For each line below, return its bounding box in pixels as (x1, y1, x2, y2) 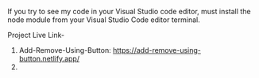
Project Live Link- (7, 31, 65, 39)
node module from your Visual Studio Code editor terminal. (7, 15, 200, 24)
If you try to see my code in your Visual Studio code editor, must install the (7, 7, 251, 16)
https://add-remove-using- (113, 46, 202, 54)
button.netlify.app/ (18, 54, 80, 63)
